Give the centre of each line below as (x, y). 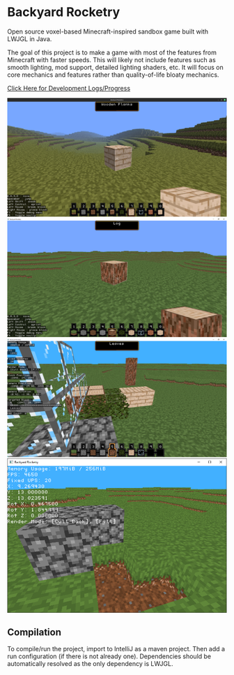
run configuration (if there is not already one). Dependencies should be (109, 656)
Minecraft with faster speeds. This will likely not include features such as (111, 59)
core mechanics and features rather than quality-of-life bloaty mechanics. (113, 75)
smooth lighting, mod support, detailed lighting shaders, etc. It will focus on (116, 67)
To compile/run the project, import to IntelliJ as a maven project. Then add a (116, 649)
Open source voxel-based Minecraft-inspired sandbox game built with (108, 31)
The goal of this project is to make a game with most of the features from (112, 52)
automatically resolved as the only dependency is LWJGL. (90, 664)
